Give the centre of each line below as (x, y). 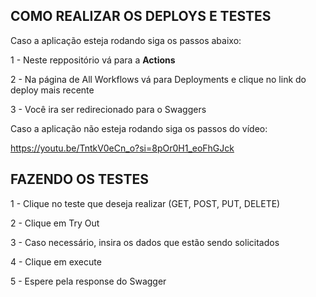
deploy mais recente (52, 90)
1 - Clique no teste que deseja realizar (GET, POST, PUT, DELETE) (145, 203)
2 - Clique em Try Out (55, 223)
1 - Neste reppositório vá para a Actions (93, 60)
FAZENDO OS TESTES (79, 179)
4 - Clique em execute (56, 261)
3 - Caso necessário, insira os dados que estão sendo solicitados (145, 242)
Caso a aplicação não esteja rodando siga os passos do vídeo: (139, 128)
